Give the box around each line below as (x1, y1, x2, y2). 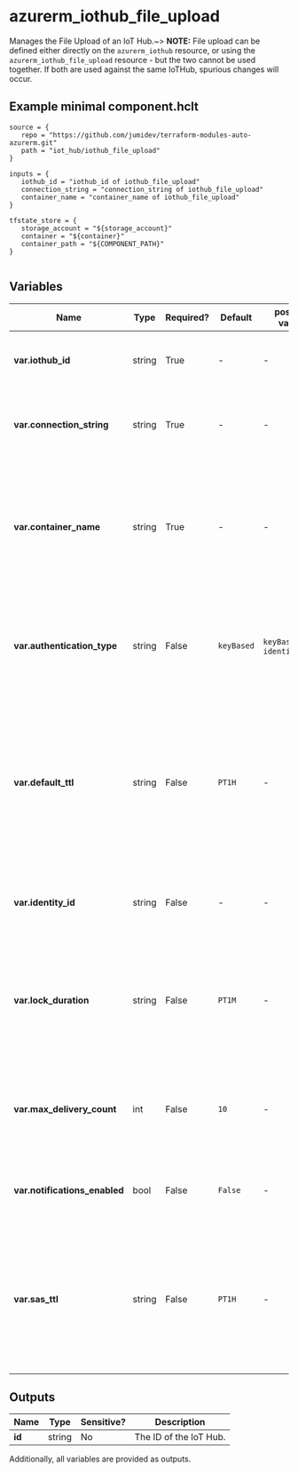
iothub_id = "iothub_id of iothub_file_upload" (20, 177, 200, 186)
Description (154, 1416, 206, 1429)
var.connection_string (13, 418, 109, 430)
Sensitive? (80, 1416, 126, 1429)
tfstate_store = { (9, 216, 77, 225)
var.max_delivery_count (13, 1102, 117, 1115)
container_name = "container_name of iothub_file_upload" (20, 193, 240, 202)
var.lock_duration (13, 994, 90, 1006)
